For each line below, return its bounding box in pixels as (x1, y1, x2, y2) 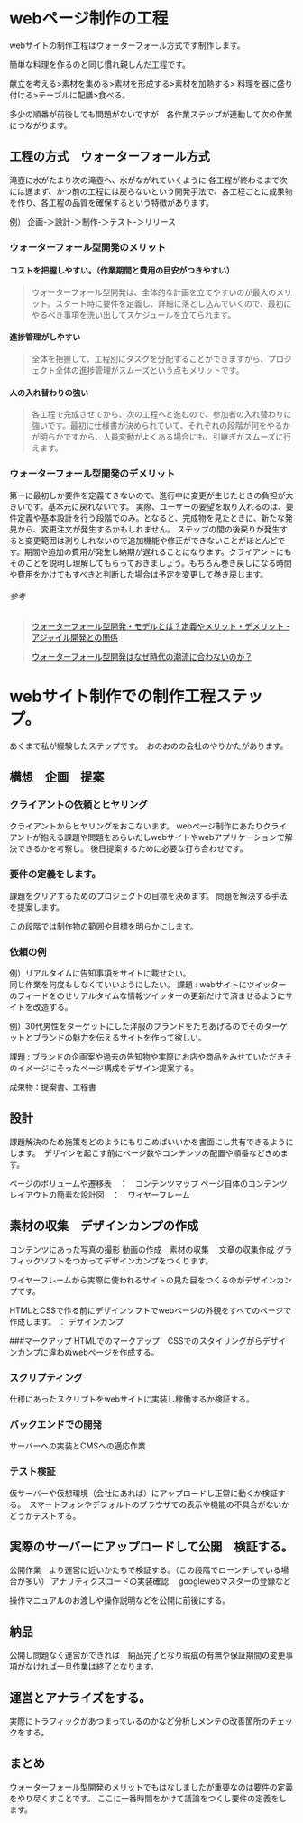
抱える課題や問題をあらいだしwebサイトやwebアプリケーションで (40, 832, 286, 843)
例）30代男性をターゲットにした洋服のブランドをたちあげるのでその (9, 1021, 264, 1032)
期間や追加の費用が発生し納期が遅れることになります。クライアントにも (23, 546, 292, 557)
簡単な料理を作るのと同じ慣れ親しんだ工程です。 (9, 59, 191, 69)
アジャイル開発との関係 (31, 632, 119, 643)
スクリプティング (9, 1371, 83, 1383)
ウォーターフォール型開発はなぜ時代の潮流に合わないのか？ (31, 651, 252, 662)
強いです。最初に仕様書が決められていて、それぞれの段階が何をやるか (31, 421, 291, 431)
